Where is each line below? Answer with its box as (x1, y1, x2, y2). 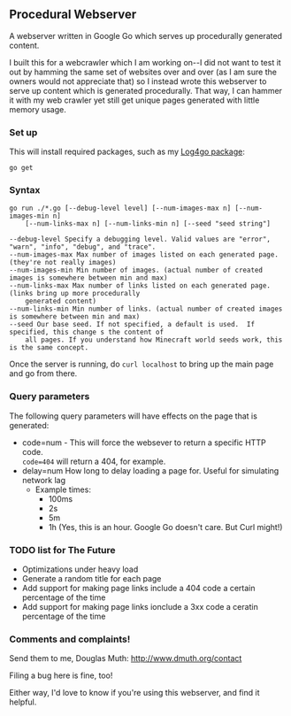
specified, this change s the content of (9, 327, 165, 337)
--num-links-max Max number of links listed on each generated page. (9, 281, 272, 290)
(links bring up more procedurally (9, 289, 141, 298)
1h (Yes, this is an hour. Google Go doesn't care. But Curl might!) (48, 521, 283, 532)
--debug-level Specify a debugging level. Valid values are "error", (9, 235, 272, 244)
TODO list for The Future (9, 543, 117, 556)
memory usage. (9, 104, 66, 114)
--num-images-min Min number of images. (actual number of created (9, 266, 264, 275)
